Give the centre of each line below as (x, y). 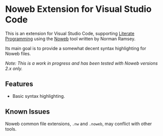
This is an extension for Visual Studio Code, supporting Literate (70, 33)
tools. (11, 129)
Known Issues (28, 112)
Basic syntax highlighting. (39, 96)
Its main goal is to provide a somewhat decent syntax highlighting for (76, 48)
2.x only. (14, 68)
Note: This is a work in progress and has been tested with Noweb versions (81, 63)
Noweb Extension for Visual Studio (79, 9)
